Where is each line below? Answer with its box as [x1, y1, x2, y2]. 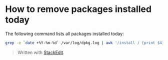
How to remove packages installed [5, 3, 151, 15]
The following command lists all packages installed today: [5, 30, 124, 36]
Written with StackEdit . [17, 49, 65, 55]
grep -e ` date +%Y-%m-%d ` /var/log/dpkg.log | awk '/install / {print [5, 40, 155, 45]
